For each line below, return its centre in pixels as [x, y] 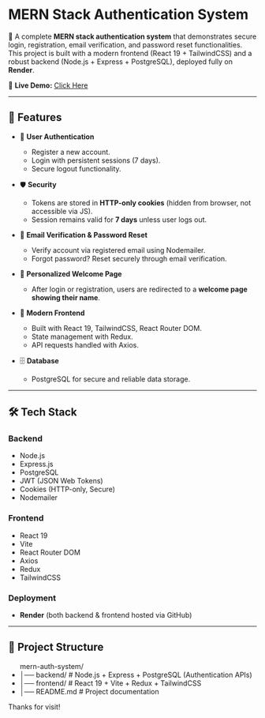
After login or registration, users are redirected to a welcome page [140, 289]
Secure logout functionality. [76, 168]
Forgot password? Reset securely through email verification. [129, 258]
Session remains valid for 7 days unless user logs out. [119, 220]
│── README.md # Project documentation [89, 691]
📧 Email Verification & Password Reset [84, 235]
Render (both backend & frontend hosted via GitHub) [106, 615]
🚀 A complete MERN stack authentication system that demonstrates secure [132, 36]
